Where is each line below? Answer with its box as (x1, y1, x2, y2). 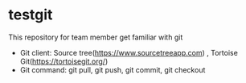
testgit (8, 6, 53, 24)
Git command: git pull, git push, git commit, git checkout (19, 64, 206, 74)
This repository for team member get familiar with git (8, 32, 183, 42)
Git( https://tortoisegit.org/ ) (19, 56, 109, 66)
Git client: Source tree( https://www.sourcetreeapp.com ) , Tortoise (19, 48, 239, 57)
